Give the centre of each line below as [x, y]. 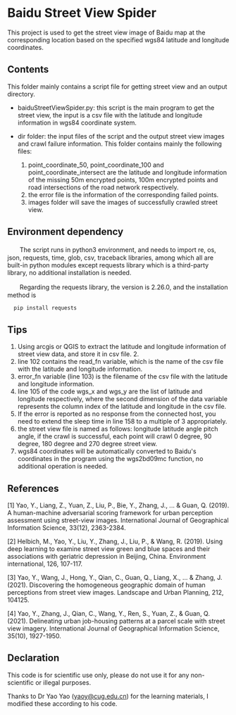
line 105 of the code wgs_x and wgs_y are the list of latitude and [110, 391]
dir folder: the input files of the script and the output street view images [121, 136]
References [33, 488]
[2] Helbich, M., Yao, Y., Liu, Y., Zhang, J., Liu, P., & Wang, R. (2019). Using [115, 542]
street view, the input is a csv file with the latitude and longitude [110, 115]
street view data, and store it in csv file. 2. [78, 354]
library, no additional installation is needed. [69, 272]
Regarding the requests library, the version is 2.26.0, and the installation [124, 287]
